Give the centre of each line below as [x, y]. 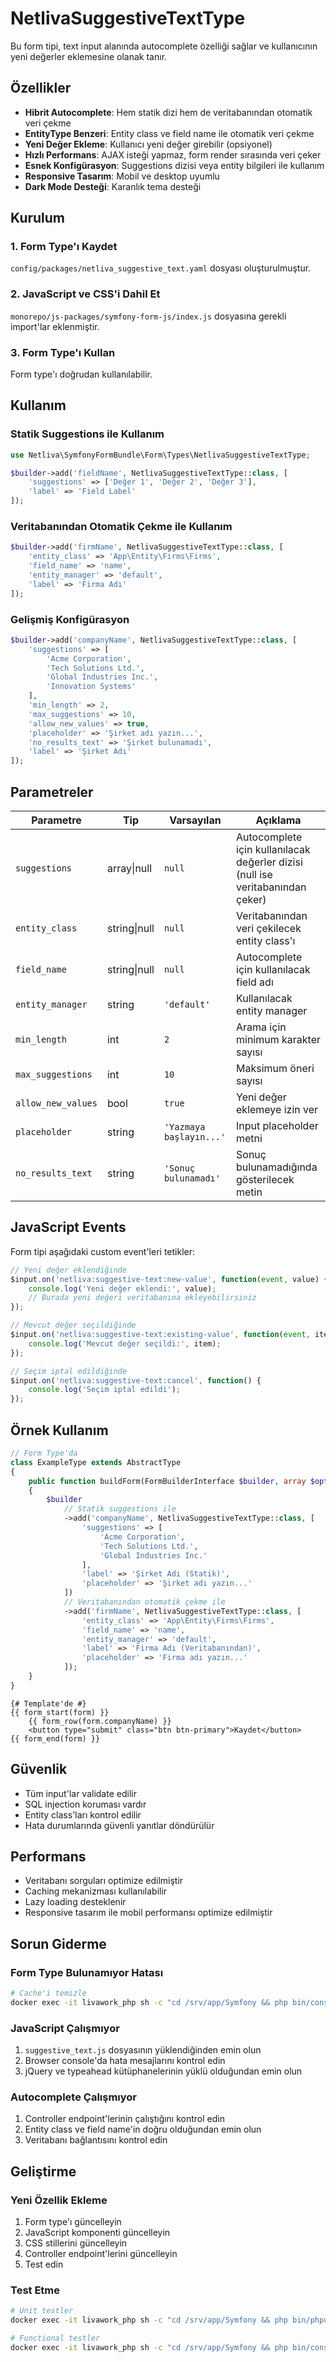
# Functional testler [55, 2338]
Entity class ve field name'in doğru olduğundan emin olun [143, 2129]
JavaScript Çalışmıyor [65, 2028]
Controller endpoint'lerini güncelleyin [101, 2254]
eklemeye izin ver [277, 1109]
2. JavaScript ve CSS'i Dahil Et [85, 294]
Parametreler [52, 792]
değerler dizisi [269, 862]
